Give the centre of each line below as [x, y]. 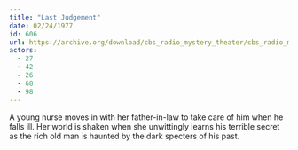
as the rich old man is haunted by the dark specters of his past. [125, 136]
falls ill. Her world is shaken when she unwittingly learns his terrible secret [145, 126]
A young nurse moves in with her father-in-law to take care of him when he [146, 117]
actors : [24, 51]
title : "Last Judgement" [55, 17]
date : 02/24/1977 [41, 26]
